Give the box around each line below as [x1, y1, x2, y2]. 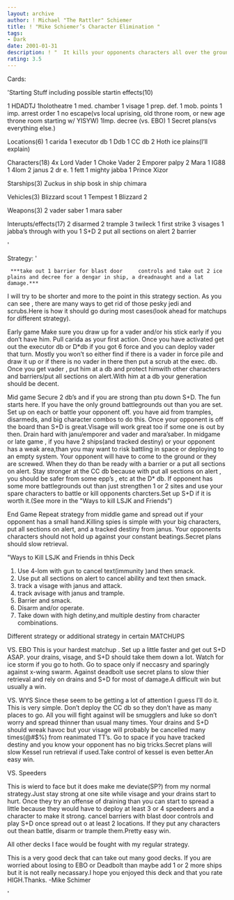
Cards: [7, 75, 26, 83]
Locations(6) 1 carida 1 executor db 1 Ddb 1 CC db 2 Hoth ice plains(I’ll [7, 137, 208, 146]
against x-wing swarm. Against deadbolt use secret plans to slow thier [7, 667, 210, 676]
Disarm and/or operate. [17, 603, 85, 612]
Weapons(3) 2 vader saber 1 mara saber [7, 206, 123, 215]
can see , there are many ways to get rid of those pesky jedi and [7, 299, 192, 307]
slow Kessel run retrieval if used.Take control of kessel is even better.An [7, 747, 214, 756]
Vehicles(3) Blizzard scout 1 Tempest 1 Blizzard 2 [7, 192, 148, 201]
